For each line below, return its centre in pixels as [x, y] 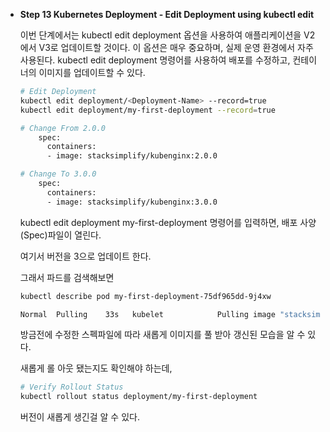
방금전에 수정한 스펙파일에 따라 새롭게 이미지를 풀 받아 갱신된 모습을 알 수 [162, 335]
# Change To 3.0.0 [58, 174]
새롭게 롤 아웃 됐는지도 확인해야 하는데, [96, 368]
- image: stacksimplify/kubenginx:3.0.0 [132, 202]
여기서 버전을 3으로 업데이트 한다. [85, 256]
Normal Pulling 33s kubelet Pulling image [147, 314]
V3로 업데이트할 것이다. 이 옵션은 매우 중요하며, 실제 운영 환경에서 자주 [176, 47]
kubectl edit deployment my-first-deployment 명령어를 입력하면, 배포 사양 [168, 222]
